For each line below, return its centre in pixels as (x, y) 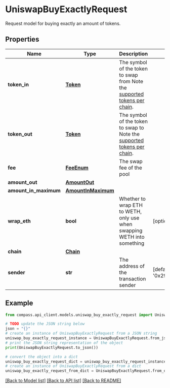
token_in (18, 84)
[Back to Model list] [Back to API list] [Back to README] (63, 381)
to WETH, (130, 211)
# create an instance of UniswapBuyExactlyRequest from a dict (73, 366)
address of (132, 266)
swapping (131, 231)
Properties (22, 39)
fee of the (131, 168)
